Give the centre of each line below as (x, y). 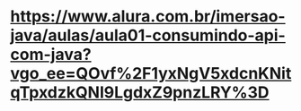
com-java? (51, 55)
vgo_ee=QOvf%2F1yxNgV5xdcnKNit (151, 74)
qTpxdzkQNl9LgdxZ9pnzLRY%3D (140, 93)
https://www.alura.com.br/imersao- (148, 17)
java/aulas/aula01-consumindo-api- (148, 35)
